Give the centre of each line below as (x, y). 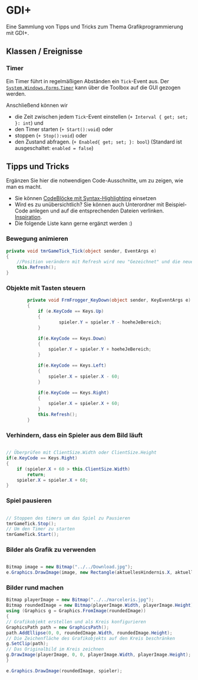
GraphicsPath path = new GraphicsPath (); (58, 627)
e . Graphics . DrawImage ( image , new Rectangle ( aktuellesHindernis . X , (89, 573)
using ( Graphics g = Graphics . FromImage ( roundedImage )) (76, 611)
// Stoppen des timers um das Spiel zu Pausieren (68, 518)
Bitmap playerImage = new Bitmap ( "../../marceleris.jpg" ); (80, 600)
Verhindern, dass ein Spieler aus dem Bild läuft (75, 435)
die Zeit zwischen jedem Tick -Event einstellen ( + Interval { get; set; (101, 116)
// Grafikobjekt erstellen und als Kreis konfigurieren (76, 622)
